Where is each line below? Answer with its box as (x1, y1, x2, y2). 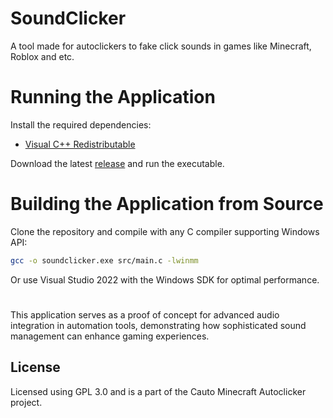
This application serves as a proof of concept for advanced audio (10, 308, 280, 321)
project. (10, 396, 43, 408)
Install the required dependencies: (10, 118, 152, 131)
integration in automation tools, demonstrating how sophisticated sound (10, 319, 307, 331)
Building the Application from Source (10, 193, 324, 216)
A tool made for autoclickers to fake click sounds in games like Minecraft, (10, 40, 312, 52)
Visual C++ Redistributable (24, 138, 136, 150)
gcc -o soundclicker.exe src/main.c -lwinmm (10, 255, 199, 266)
